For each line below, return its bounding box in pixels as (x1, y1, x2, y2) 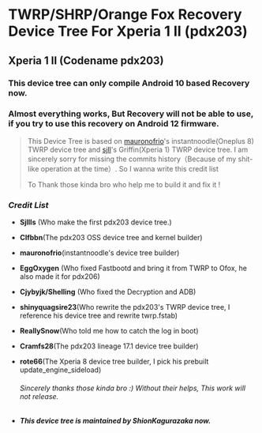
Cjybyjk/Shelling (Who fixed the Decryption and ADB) (19, 287, 196, 297)
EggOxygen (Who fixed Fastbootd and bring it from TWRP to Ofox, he (19, 263, 247, 273)
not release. (19, 391, 59, 401)
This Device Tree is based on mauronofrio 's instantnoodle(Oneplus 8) (27, 136, 255, 145)
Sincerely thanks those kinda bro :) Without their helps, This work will (19, 383, 246, 393)
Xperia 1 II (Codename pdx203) (8, 54, 164, 67)
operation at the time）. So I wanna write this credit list (40, 164, 219, 173)
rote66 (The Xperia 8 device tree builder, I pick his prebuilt (19, 357, 209, 367)
